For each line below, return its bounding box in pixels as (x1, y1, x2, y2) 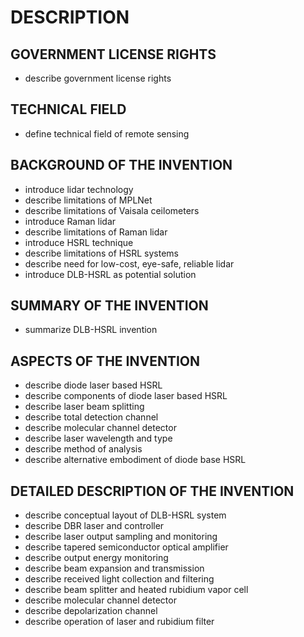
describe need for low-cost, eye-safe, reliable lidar (24, 257, 235, 270)
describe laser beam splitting (24, 401, 145, 413)
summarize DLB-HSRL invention (24, 324, 158, 336)
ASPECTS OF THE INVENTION (10, 352, 200, 370)
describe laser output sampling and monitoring (24, 531, 218, 543)
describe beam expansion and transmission (24, 562, 205, 575)
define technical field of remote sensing (24, 127, 190, 140)
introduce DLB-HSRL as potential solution (24, 268, 197, 280)
